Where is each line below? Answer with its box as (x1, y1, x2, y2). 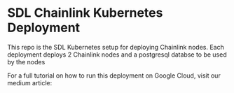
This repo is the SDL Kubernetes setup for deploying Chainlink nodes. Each (7, 43, 224, 51)
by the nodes (7, 57, 46, 66)
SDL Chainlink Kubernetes (7, 5, 163, 21)
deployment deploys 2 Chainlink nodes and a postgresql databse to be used (7, 50, 227, 59)
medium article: (7, 78, 53, 87)
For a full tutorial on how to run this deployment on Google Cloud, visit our (7, 71, 221, 80)
